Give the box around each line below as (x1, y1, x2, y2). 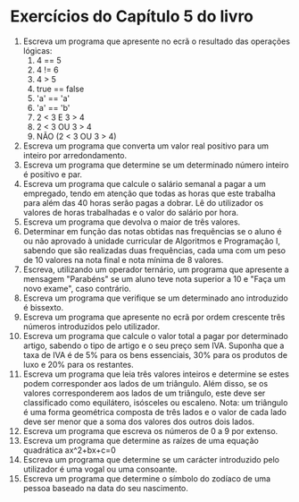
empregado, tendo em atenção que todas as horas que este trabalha (22, 188, 276, 199)
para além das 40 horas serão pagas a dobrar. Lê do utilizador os (22, 197, 264, 208)
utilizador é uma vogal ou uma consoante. (22, 464, 178, 474)
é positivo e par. (22, 168, 83, 180)
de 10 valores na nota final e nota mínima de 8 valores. (22, 254, 224, 265)
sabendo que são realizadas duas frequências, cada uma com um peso (22, 244, 287, 256)
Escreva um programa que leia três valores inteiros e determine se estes (22, 369, 289, 379)
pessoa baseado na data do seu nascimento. (22, 482, 188, 493)
